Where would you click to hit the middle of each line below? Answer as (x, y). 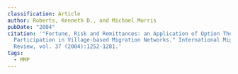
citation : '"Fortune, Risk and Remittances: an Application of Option (114, 33)
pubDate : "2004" (31, 27)
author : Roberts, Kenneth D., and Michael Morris (82, 20)
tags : (15, 54)
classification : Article (44, 14)
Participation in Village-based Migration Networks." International (117, 40)
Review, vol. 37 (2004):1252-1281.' (68, 47)
